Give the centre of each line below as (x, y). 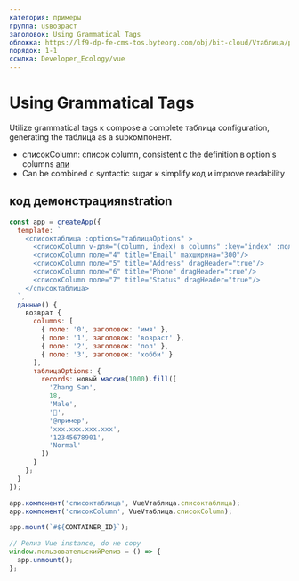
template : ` (40, 230)
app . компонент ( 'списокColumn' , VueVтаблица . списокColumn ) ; (121, 511)
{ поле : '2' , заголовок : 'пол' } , (105, 346)
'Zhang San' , (73, 388)
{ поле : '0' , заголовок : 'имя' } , (105, 330)
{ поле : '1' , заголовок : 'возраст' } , (113, 338)
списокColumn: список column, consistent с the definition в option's (149, 154)
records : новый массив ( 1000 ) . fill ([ (109, 380)
